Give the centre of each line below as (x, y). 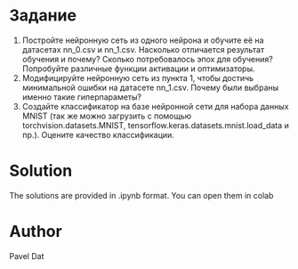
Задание (43, 16)
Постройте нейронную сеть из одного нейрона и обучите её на (143, 40)
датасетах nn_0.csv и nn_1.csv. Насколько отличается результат (143, 49)
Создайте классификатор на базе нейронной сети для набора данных (155, 106)
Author (36, 232)
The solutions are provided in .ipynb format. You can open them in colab (141, 195)
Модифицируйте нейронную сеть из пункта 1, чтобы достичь (138, 77)
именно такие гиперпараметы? (82, 97)
